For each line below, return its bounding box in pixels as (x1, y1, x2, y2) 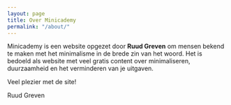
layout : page (7, 10, 45, 17)
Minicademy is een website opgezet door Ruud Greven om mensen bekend (7, 42, 225, 51)
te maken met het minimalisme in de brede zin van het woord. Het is (7, 49, 202, 58)
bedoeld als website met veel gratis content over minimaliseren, (7, 57, 191, 65)
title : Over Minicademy (7, 17, 77, 24)
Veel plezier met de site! (7, 78, 77, 86)
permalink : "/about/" (7, 23, 70, 30)
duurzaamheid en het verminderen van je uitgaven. (7, 64, 154, 73)
